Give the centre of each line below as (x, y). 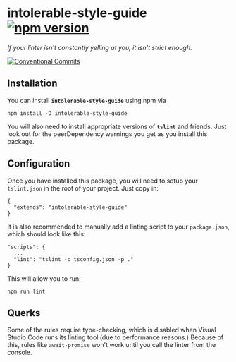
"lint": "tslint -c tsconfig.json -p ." (74, 259)
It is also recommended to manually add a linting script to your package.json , (118, 227)
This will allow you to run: (44, 278)
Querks (24, 313)
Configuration (39, 164)
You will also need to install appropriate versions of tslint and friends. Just (117, 126)
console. (20, 352)
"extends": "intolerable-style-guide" (71, 207)
